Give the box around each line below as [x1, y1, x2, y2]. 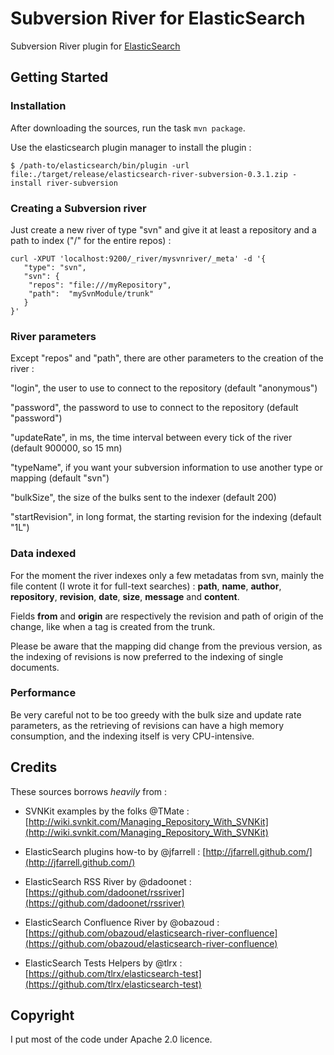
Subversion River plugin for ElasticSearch [10, 40, 181, 52]
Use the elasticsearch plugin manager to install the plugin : [10, 141, 252, 153]
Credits [10, 759, 58, 776]
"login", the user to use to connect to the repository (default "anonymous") [10, 382, 318, 394]
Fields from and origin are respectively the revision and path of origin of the [10, 610, 324, 622]
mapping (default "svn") [10, 472, 110, 484]
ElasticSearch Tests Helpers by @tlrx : [24, 957, 183, 969]
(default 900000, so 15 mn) [10, 442, 123, 454]
